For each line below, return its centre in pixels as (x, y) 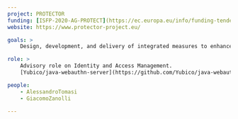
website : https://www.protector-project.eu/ (74, 27)
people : (19, 85)
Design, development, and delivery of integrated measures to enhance (126, 47)
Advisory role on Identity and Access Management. (96, 66)
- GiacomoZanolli (46, 98)
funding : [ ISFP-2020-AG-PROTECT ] (57, 21)
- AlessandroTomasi (49, 92)
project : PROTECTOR (36, 14)
